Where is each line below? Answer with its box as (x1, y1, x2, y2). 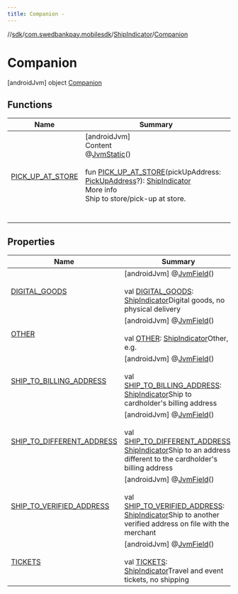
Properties (7, 236, 55, 248)
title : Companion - (7, 10, 65, 18)
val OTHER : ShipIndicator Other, (123, 334, 229, 343)
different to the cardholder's (123, 454, 218, 464)
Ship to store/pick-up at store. (84, 194, 186, 204)
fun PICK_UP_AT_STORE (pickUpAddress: (84, 167, 222, 177)
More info (84, 185, 118, 195)
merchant (123, 528, 157, 538)
